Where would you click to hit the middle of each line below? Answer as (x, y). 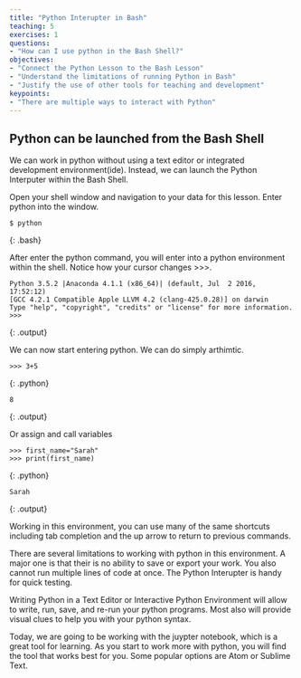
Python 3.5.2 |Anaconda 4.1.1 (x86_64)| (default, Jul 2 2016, (133, 284)
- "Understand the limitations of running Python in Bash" (123, 77)
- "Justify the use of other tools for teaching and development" (137, 85)
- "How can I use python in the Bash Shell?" (96, 52)
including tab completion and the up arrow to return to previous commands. (150, 536)
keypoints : (30, 93)
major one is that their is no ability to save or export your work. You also (143, 563)
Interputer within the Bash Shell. (69, 180)
